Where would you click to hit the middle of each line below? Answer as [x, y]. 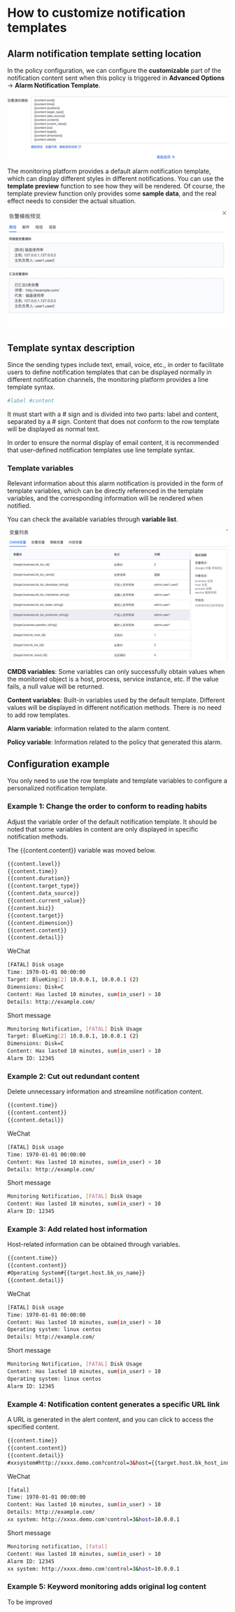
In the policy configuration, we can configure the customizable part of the [114, 70]
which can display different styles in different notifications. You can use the [116, 178]
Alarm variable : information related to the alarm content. [89, 728]
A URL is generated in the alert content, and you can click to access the [111, 1419]
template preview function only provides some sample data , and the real [112, 193]
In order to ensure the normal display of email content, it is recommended [113, 443]
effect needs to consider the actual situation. [72, 200]
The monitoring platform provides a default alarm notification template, [109, 171]
